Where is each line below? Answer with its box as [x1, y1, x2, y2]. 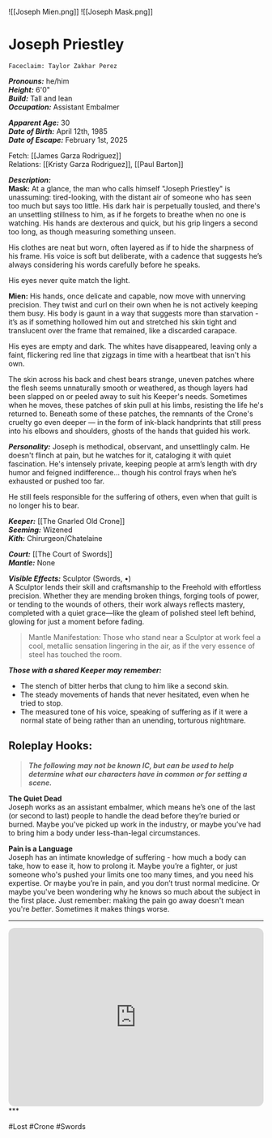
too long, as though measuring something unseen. [8, 226, 176, 236]
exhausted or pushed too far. [8, 476, 105, 486]
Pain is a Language [8, 844, 73, 853]
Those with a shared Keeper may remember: [8, 665, 162, 675]
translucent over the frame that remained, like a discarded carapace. [8, 325, 237, 335]
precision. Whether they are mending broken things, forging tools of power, [8, 590, 260, 600]
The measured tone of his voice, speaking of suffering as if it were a [19, 706, 249, 716]
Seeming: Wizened [8, 525, 73, 535]
